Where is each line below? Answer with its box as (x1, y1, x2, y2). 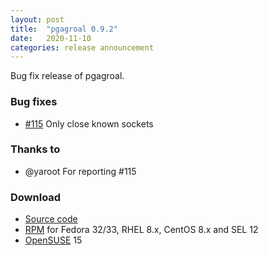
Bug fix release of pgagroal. (10, 70, 125, 82)
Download (10, 190, 62, 204)
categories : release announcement (10, 42, 155, 53)
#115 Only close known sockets (24, 117, 154, 130)
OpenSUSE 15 (24, 234, 83, 246)
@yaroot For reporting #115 (24, 165, 137, 177)
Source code (24, 213, 78, 225)
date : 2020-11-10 (10, 33, 92, 43)
